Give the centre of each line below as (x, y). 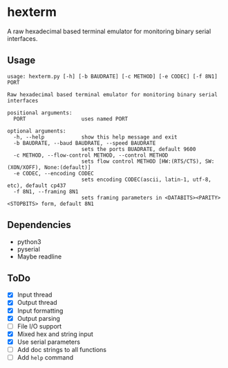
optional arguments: (37, 131)
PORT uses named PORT (71, 119)
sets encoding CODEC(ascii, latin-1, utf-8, (146, 179)
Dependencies (39, 225)
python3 (29, 242)
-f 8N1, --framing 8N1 (46, 191)
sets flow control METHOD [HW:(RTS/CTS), (142, 161)
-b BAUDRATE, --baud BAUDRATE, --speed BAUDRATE (85, 143)
